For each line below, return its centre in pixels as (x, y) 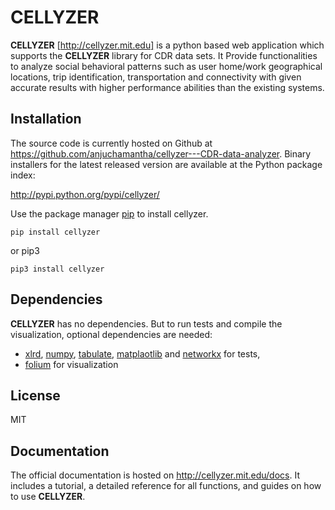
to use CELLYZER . (48, 497)
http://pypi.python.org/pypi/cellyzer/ (85, 194)
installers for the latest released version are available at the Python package (166, 164)
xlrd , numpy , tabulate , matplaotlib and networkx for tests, (142, 353)
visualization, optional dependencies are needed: (111, 334)
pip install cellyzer (55, 232)
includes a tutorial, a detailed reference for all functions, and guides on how (166, 486)
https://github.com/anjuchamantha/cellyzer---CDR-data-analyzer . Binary (161, 153)
